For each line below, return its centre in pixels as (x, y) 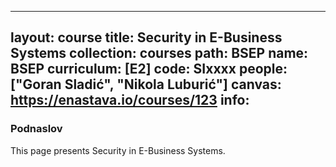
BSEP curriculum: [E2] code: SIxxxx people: (149, 69)
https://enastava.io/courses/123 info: (130, 100)
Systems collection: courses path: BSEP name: (159, 53)
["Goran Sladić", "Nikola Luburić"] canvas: (146, 84)
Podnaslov (36, 129)
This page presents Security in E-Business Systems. (118, 150)
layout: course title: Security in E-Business (146, 37)
